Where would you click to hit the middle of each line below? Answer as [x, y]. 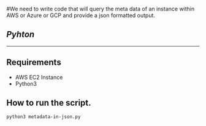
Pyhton [21, 35]
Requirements [34, 63]
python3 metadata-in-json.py [44, 117]
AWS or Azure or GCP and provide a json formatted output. [81, 15]
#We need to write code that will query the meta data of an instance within [101, 9]
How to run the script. [49, 103]
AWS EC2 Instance [39, 77]
